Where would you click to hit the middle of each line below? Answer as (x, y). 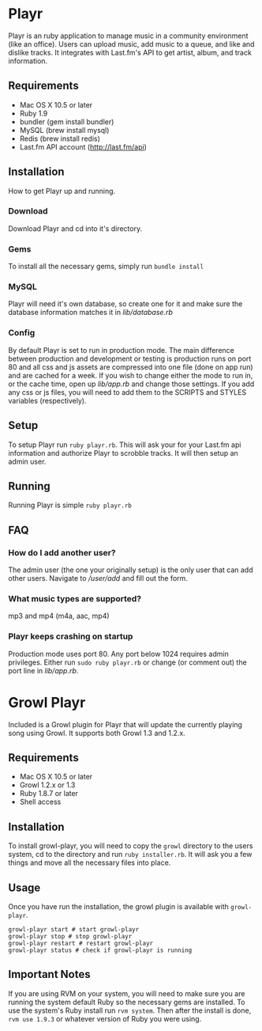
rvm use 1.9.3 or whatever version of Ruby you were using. (105, 1018)
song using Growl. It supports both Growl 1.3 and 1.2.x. (97, 733)
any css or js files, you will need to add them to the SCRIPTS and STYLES (127, 392)
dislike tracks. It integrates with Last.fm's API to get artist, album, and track (130, 52)
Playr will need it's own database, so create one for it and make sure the (125, 304)
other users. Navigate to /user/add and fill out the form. (98, 578)
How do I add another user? (62, 552)
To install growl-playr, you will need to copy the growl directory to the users (131, 846)
